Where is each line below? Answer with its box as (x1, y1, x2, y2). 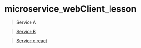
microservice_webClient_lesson (4, 3, 137, 14)
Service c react (16, 37, 47, 44)
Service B (16, 28, 36, 34)
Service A (16, 19, 36, 25)
